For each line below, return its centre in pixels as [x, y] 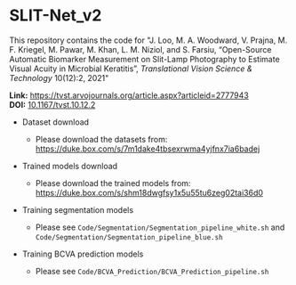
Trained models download [70, 166]
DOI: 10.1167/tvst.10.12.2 [52, 104]
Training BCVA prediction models [83, 254]
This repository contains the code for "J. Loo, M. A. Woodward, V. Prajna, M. [148, 40]
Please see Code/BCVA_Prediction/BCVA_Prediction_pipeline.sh [152, 271]
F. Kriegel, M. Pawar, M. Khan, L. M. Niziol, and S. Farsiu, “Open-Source [140, 49]
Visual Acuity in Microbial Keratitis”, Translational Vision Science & [131, 69]
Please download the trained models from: [113, 183]
